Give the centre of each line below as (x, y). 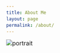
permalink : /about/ (30, 25)
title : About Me (26, 13)
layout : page (22, 19)
